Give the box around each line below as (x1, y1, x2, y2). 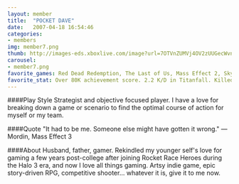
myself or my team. (7, 111, 64, 119)
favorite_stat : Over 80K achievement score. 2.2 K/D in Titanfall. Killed (7, 76, 234, 84)
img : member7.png (7, 43, 59, 50)
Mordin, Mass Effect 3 (7, 132, 73, 141)
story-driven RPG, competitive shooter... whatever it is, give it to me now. (7, 168, 221, 178)
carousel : (7, 57, 37, 64)
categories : (7, 30, 43, 38)
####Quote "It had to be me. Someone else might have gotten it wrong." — (7, 125, 228, 134)
